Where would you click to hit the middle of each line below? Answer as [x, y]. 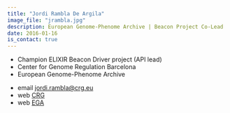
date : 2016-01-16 [33, 33]
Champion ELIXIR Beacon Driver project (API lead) [89, 59]
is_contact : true [33, 40]
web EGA [30, 103]
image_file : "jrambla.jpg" [46, 20]
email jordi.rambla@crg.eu [55, 88]
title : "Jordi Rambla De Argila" [56, 14]
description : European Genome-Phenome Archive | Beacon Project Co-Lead [115, 27]
